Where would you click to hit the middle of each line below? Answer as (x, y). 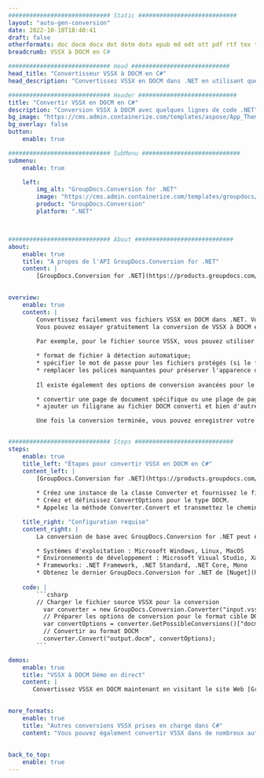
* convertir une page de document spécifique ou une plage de (140, 399)
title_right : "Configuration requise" (86, 522)
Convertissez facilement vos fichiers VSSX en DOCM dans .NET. (142, 320)
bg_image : (24, 117)
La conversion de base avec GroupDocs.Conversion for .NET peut (144, 536)
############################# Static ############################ (123, 15)
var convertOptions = (78, 624)
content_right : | (51, 529)
